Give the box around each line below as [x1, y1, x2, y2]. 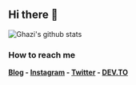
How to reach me [8, 49, 76, 60]
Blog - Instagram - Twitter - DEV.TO [8, 67, 128, 77]
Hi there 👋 [8, 8, 58, 22]
